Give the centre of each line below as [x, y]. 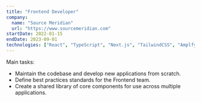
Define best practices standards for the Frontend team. [83, 80]
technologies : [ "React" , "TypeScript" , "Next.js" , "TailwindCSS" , [91, 45]
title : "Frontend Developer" [42, 12]
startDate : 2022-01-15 [34, 34]
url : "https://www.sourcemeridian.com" [61, 28]
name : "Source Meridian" [42, 23]
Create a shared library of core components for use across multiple [98, 86]
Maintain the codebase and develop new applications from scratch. [98, 73]
